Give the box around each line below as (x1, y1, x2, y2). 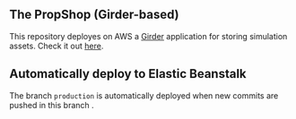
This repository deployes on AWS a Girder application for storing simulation (9, 30, 288, 41)
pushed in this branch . (9, 99, 94, 110)
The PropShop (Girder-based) (9, 7, 179, 22)
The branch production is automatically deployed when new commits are (9, 89, 279, 101)
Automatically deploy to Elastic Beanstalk (9, 66, 247, 81)
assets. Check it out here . (9, 40, 104, 51)
